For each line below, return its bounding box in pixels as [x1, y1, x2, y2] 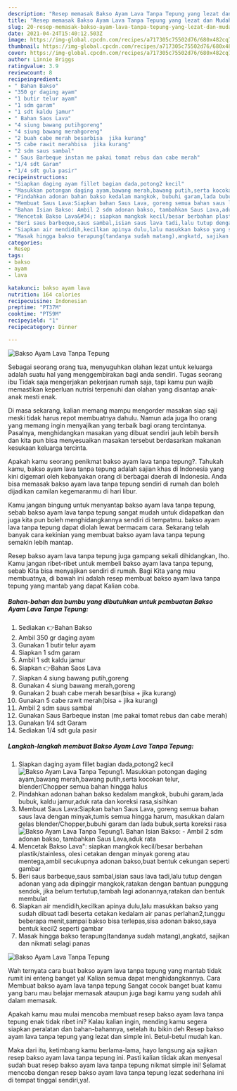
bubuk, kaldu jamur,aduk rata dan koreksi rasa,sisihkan [18, 797, 178, 806]
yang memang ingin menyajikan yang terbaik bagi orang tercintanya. [8, 421, 207, 430]
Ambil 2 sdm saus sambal [18, 704, 93, 712]
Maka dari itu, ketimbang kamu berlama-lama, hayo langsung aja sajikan [8, 1045, 217, 1054]
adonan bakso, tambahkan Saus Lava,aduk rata [18, 834, 157, 843]
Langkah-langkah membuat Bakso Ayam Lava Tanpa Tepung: [8, 742, 194, 751]
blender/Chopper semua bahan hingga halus [18, 782, 148, 791]
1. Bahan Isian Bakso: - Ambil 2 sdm [120, 827, 224, 835]
